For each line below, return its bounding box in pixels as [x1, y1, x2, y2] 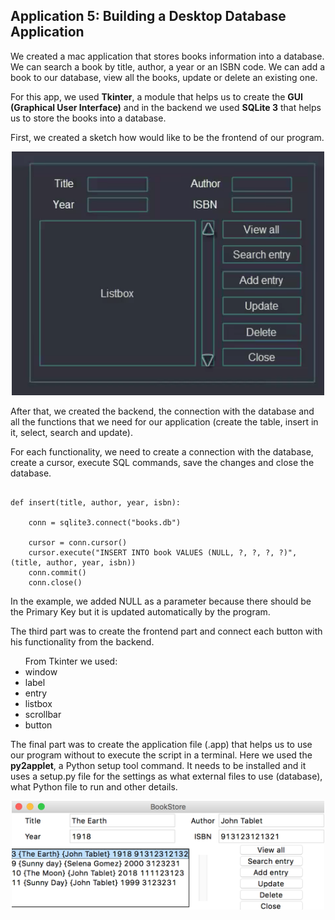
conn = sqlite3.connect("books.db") [28, 518, 182, 528]
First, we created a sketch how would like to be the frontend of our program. [10, 131, 325, 143]
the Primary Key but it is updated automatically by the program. [10, 606, 271, 618]
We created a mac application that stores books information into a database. [10, 50, 325, 62]
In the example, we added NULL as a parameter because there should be [10, 595, 312, 608]
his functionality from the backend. [10, 636, 155, 648]
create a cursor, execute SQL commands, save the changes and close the [10, 457, 315, 469]
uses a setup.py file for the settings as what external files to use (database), [10, 770, 323, 783]
